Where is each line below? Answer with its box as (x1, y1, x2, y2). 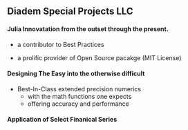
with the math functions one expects (27, 92, 132, 100)
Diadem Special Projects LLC (7, 6, 133, 17)
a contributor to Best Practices (17, 40, 105, 48)
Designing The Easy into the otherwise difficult (7, 69, 145, 78)
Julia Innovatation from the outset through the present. (7, 24, 169, 33)
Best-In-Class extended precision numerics (17, 84, 142, 93)
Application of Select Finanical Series (7, 115, 117, 124)
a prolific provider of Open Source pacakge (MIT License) (17, 53, 182, 62)
